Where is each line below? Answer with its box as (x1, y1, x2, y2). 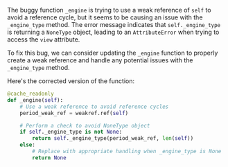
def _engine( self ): (7, 96, 64, 103)
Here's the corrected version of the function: (7, 77, 135, 85)
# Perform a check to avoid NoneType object (19, 122, 150, 129)
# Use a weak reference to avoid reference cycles (19, 103, 169, 110)
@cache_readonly (7, 90, 54, 97)
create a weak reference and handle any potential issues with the (7, 56, 193, 64)
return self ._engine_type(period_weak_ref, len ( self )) (32, 135, 194, 142)
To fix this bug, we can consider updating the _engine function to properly (7, 49, 218, 57)
